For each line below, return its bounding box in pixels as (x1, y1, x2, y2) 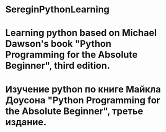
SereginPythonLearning (5, 4, 109, 15)
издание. (5, 116, 47, 128)
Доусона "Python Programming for (5, 94, 160, 106)
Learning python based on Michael (5, 27, 157, 39)
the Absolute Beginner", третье (5, 105, 143, 117)
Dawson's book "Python (5, 38, 112, 50)
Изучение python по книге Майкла (5, 83, 161, 95)
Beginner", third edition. (5, 60, 110, 71)
